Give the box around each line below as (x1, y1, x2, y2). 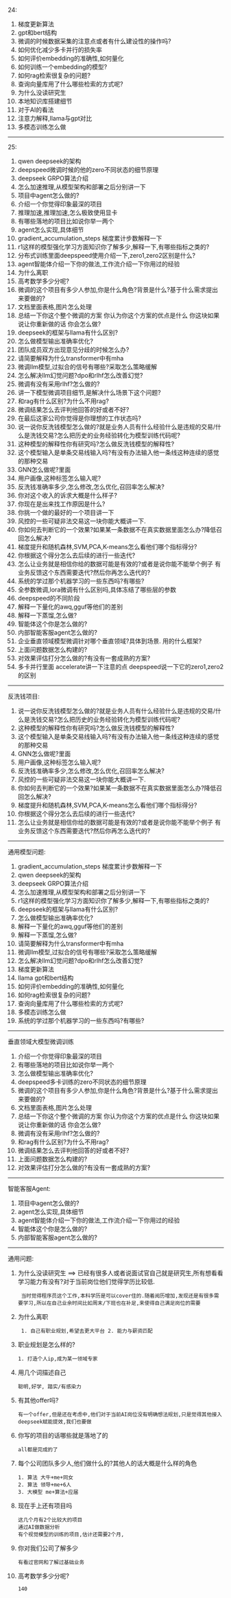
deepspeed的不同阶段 (17, 594, 81, 602)
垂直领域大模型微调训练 (8, 1038, 74, 1045)
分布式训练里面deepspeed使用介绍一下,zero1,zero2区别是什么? (17, 252, 196, 259)
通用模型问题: (8, 848, 47, 856)
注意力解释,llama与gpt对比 (17, 114, 93, 122)
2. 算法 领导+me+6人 (17, 1481, 71, 1488)
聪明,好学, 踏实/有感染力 (17, 1383, 82, 1390)
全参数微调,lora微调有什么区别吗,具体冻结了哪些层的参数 (17, 585, 177, 594)
